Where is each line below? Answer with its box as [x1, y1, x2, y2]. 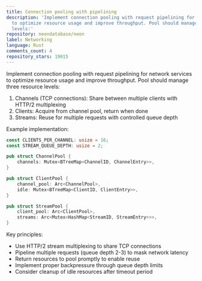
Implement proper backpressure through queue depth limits [14, 262, 164, 268]
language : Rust [6, 43, 44, 49]
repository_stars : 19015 [6, 54, 69, 60]
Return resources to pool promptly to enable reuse [14, 255, 140, 262]
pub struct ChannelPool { [6, 153, 71, 159]
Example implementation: [6, 125, 69, 132]
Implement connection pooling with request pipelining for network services [6, 70, 192, 77]
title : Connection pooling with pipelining [6, 8, 117, 15]
